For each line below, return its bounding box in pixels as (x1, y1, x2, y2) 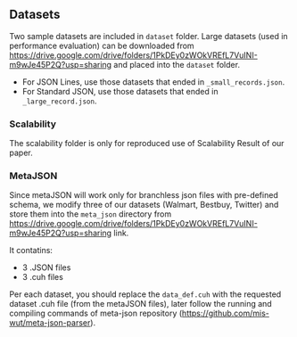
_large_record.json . (21, 95, 97, 106)
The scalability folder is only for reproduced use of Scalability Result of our (9, 138, 285, 149)
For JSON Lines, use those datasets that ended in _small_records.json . (21, 76, 285, 87)
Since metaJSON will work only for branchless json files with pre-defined (9, 190, 278, 201)
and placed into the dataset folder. (113, 59, 241, 70)
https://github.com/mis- (181, 308, 270, 319)
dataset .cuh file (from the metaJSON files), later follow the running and (9, 299, 272, 309)
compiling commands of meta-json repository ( (9, 308, 183, 319)
